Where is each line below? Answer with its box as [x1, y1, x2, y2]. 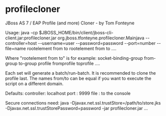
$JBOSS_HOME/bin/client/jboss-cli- [38, 29, 113, 35]
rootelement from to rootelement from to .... [26, 45, 116, 51]
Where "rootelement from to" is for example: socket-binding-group [5, 55, 143, 61]
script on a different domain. [5, 81, 63, 87]
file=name [5, 45, 26, 51]
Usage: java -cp [5, 29, 38, 35]
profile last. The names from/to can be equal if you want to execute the [5, 75, 151, 81]
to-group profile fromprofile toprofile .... [18, 60, 100, 66]
